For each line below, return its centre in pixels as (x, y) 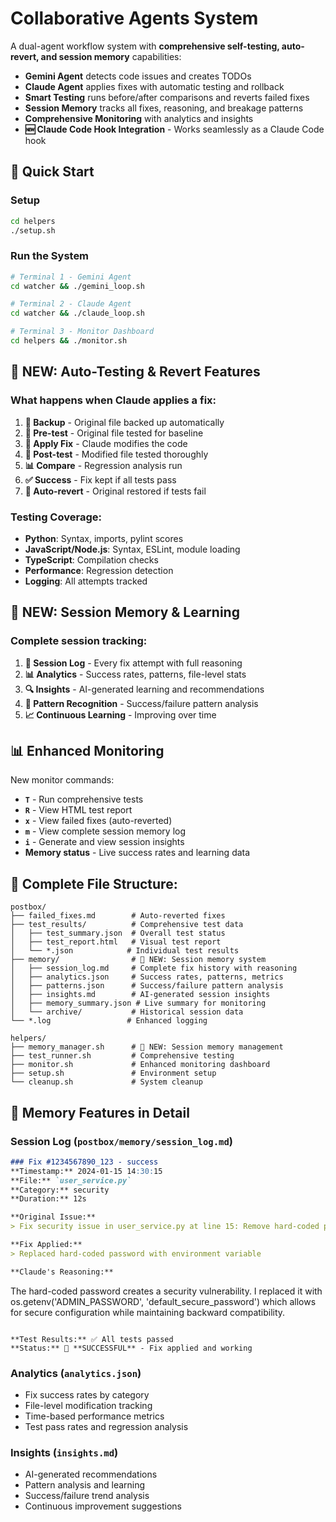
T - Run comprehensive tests (84, 799)
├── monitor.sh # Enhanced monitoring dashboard (140, 1065)
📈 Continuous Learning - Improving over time (120, 714)
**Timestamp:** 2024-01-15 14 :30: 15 (86, 1171)
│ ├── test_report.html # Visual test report (116, 942)
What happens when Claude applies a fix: (113, 400)
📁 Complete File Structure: (94, 883)
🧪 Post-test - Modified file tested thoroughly (116, 454)
